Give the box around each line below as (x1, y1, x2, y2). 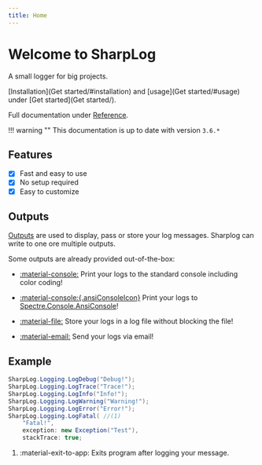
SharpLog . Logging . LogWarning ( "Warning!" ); (8, 397, 149, 405)
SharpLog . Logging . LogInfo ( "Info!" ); (8, 390, 128, 397)
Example (8, 354, 52, 368)
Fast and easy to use (19, 169, 88, 178)
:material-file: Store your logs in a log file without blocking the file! (19, 317, 234, 326)
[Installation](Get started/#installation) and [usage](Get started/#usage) (8, 86, 240, 96)
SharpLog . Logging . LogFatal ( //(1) (8, 412, 122, 420)
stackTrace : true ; (22, 434, 83, 442)
